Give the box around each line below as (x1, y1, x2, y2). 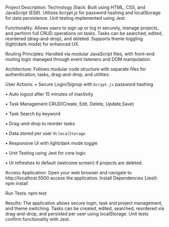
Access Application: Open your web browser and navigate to (5, 170, 132, 175)
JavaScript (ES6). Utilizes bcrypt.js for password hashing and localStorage (5, 10, 161, 16)
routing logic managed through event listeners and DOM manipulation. (5, 56, 152, 62)
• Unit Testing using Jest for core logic (5, 150, 86, 156)
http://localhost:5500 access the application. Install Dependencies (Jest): (5, 175, 158, 181)
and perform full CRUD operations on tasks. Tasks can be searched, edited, (5, 30, 163, 36)
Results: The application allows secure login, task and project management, (5, 200, 163, 206)
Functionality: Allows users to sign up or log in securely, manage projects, (5, 25, 159, 31)
